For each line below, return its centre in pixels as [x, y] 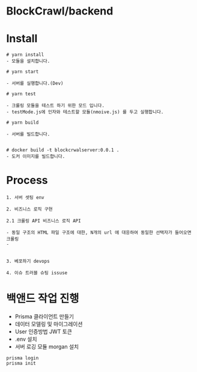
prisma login [23, 358]
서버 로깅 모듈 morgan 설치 [47, 347]
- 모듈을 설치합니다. [28, 61]
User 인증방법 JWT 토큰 [43, 332]
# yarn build [23, 123]
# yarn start [23, 72]
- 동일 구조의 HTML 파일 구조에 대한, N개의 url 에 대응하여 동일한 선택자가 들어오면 [99, 233]
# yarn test [21, 94]
